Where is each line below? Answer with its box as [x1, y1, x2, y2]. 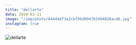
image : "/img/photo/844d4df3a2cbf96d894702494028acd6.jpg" [5, 16, 132, 21]
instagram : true [5, 21, 39, 26]
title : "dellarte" [5, 7, 44, 12]
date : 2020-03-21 [5, 12, 42, 17]
